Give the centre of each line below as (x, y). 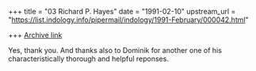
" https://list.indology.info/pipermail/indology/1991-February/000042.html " (128, 20)
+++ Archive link (35, 35)
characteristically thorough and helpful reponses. (88, 59)
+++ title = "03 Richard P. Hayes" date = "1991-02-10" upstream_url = (122, 11)
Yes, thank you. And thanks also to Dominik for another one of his (115, 50)
